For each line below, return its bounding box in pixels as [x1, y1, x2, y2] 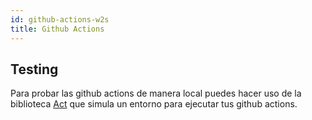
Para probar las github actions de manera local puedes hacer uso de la [10, 87, 302, 100]
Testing [10, 61, 59, 78]
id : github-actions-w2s [10, 14, 110, 25]
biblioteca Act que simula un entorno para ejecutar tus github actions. [10, 98, 298, 110]
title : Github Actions [10, 24, 105, 34]
